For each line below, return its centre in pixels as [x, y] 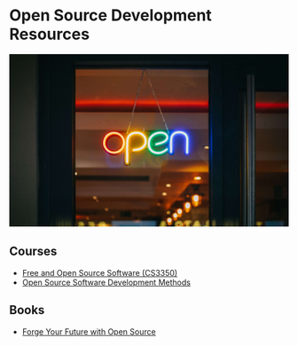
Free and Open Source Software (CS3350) [100, 272]
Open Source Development [111, 16]
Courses [33, 252]
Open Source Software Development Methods [106, 282]
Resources [50, 34]
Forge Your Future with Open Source [89, 331]
